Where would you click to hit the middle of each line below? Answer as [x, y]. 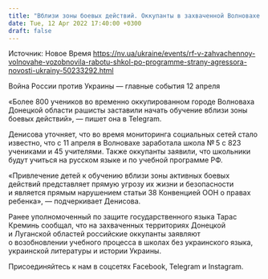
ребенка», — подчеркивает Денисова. [75, 201]
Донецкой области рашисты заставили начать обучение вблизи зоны [128, 110]
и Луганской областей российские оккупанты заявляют [104, 234]
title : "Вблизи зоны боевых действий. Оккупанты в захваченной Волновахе [134, 16]
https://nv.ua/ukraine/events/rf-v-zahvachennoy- [174, 54]
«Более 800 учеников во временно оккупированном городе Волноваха [132, 102]
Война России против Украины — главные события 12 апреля [114, 86]
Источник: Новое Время [50, 54]
